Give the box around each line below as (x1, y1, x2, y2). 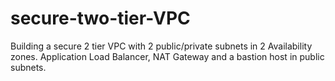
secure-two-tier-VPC (10, 7, 191, 30)
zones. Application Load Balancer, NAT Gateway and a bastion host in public (10, 50, 325, 62)
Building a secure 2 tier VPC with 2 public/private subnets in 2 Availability (10, 40, 313, 52)
